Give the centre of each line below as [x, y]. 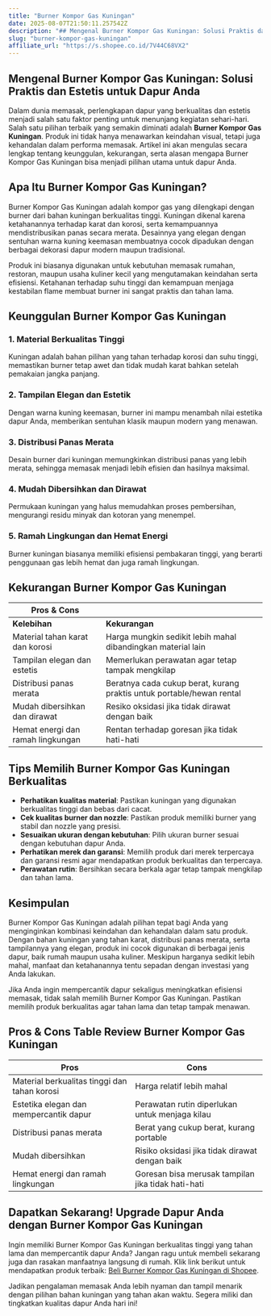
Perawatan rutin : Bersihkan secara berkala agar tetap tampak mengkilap [141, 869]
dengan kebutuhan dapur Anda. [73, 843]
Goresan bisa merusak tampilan [195, 1173]
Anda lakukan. [32, 974]
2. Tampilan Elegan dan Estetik [70, 395]
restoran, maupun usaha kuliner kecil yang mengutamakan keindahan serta [133, 274]
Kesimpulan [39, 903]
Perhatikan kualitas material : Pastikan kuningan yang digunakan [128, 800]
